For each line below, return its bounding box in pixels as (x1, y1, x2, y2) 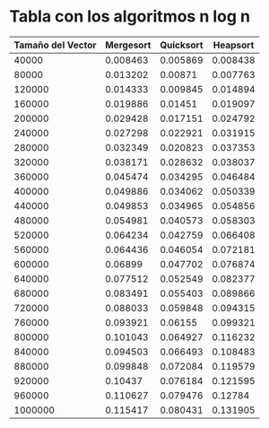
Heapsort (213, 39, 255, 51)
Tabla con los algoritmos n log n (9, 6, 251, 27)
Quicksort (160, 39, 204, 51)
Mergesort (104, 39, 152, 51)
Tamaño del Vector (13, 39, 97, 51)
